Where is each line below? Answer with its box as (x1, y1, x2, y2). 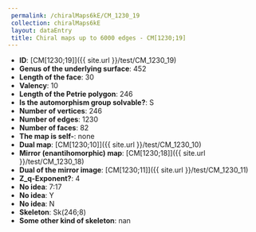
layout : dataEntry (10, 26, 73, 34)
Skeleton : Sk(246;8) (18, 207, 87, 217)
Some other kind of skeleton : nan (18, 216, 131, 226)
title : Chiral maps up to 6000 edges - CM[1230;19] (10, 33, 187, 42)
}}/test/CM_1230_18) (18, 157, 85, 167)
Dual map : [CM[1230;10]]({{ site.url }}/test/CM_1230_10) (18, 140, 202, 149)
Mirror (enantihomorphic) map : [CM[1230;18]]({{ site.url (18, 149, 206, 158)
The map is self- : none (18, 132, 95, 141)
